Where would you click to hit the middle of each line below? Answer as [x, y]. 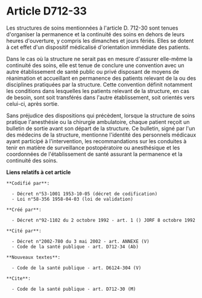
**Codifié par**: [28, 183]
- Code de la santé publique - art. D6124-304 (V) [77, 268]
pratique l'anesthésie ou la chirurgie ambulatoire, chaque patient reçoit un [98, 121]
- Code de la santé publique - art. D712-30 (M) [74, 289]
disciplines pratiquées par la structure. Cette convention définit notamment [99, 84]
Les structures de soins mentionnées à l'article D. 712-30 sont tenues [92, 28]
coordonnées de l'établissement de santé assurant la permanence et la [94, 154]
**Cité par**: [24, 231]
